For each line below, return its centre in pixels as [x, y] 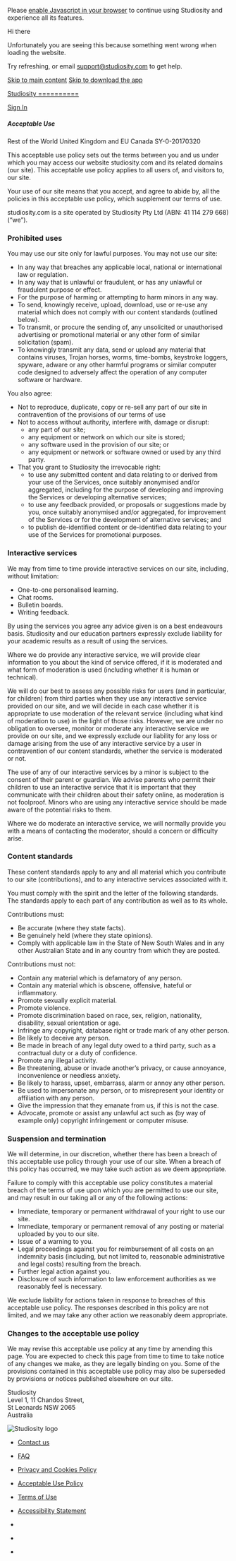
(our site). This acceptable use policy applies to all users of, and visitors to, [116, 170]
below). [29, 320]
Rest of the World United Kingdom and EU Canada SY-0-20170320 [104, 141]
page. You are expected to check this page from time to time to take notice [116, 1356]
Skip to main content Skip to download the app [75, 80]
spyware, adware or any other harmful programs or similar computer [117, 365]
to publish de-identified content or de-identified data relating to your [127, 527]
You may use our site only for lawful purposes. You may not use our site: [112, 254]
